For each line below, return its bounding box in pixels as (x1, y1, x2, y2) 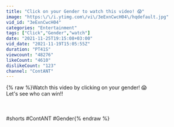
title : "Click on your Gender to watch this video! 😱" (6, 8, 145, 15)
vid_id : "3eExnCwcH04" (6, 19, 62, 25)
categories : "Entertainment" (6, 24, 77, 31)
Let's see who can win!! (6, 90, 63, 97)
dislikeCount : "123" (6, 62, 57, 69)
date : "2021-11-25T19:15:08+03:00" (6, 36, 93, 41)
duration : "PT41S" (6, 47, 51, 52)
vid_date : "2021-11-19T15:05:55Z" (6, 41, 91, 47)
